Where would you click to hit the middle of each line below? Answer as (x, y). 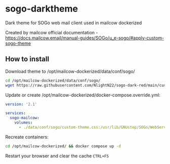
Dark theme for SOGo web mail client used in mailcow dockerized (74, 23)
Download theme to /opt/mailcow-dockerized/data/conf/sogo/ (70, 71)
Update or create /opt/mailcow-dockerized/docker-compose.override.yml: (83, 95)
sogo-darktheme (42, 9)
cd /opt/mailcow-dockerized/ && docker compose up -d (63, 146)
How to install (27, 59)
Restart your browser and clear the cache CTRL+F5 (57, 156)
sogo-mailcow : (25, 118)
